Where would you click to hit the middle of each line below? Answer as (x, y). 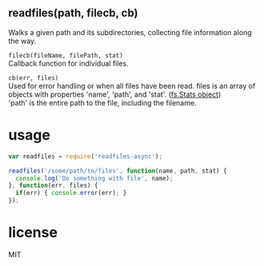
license (33, 233)
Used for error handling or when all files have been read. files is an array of (132, 85)
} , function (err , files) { (53, 186)
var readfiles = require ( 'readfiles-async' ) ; (85, 156)
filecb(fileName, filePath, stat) (66, 55)
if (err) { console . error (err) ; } (71, 193)
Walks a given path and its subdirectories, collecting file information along (130, 32)
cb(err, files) (34, 78)
